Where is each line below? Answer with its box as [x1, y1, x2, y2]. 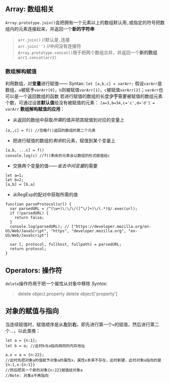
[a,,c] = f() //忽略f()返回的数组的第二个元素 [5, 128, 96, 133]
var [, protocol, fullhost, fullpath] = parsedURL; [10, 242, 122, 247]
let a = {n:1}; [5, 338, 38, 343]
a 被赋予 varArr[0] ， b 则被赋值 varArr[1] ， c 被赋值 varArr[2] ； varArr [18, 87, 159, 93]
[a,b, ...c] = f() [5, 148, 44, 153]
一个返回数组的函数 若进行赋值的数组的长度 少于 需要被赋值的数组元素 [18, 93, 163, 100]
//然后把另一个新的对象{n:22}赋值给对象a [5, 367, 83, 373]
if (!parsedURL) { [10, 211, 49, 216]
